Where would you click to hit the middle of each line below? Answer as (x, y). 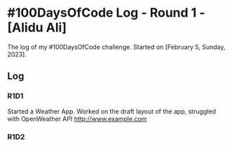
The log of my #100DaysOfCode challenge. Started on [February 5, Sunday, (116, 47)
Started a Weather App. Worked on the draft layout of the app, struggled (111, 111)
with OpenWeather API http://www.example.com (77, 118)
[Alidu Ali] (37, 28)
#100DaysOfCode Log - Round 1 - (106, 13)
